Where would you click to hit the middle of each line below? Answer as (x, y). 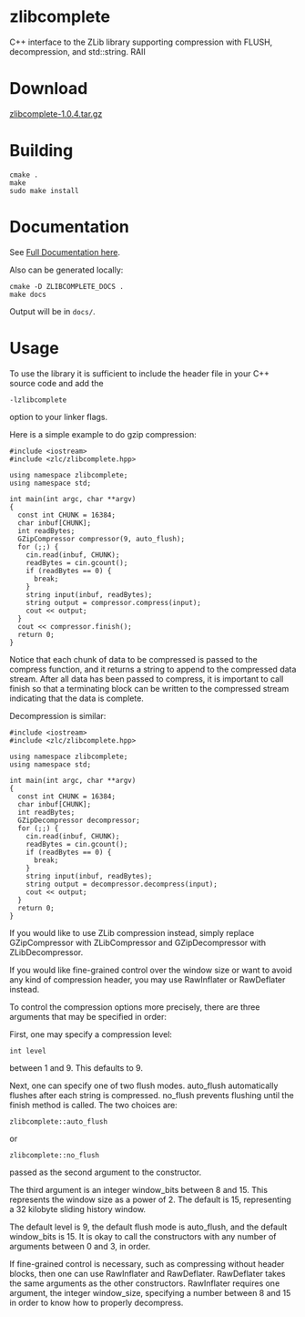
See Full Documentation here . (65, 252)
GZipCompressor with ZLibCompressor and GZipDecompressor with (138, 942)
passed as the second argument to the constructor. (106, 1172)
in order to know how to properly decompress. (97, 1302)
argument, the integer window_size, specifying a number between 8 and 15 (150, 1292)
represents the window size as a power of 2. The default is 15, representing (150, 1199)
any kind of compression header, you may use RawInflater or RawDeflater (147, 979)
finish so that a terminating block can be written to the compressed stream (149, 688)
